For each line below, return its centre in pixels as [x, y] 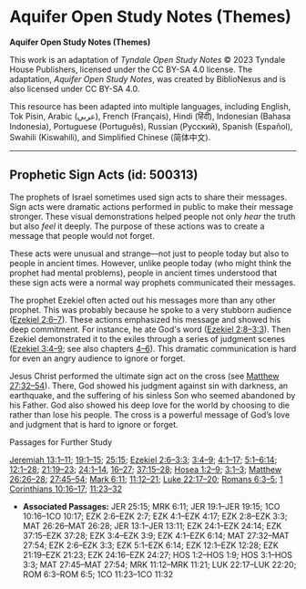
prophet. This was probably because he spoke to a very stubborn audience [151, 310]
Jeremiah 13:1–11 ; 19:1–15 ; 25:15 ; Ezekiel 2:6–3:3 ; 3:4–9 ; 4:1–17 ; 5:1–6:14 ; [143, 460]
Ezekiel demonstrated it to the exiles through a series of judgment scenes [147, 338]
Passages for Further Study [61, 442]
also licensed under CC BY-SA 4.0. [75, 88]
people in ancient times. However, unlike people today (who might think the [151, 263]
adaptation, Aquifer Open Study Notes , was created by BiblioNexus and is [148, 78]
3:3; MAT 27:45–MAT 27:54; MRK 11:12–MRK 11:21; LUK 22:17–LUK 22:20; [159, 564]
